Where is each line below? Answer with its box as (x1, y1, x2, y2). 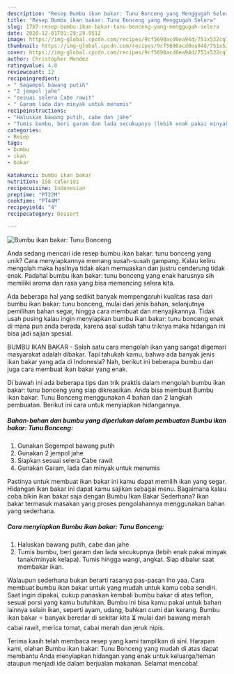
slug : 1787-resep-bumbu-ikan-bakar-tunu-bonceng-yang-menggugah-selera (7, 23, 219, 30)
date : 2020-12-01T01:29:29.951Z (7, 29, 101, 37)
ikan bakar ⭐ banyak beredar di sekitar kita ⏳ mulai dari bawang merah (7, 613, 211, 622)
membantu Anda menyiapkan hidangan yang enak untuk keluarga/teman (7, 652, 216, 660)
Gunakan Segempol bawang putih (17, 441, 115, 450)
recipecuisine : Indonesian (7, 185, 86, 191)
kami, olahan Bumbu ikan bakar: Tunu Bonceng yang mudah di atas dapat (7, 644, 219, 652)
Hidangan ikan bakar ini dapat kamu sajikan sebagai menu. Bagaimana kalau (7, 485, 226, 493)
